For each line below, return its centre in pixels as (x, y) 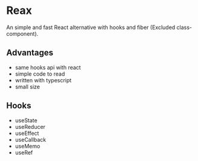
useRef (24, 153)
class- (184, 27)
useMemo (28, 146)
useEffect (27, 133)
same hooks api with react (48, 67)
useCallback (31, 139)
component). (22, 33)
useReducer (30, 126)
